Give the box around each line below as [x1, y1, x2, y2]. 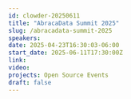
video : [8, 64, 30, 72]
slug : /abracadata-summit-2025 [8, 26, 113, 34]
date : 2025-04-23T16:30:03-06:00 [8, 42, 120, 49]
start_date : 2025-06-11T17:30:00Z [8, 49, 124, 57]
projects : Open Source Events [8, 71, 109, 79]
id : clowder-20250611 [8, 11, 81, 20]
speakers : [8, 34, 42, 42]
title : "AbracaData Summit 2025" [8, 19, 120, 27]
